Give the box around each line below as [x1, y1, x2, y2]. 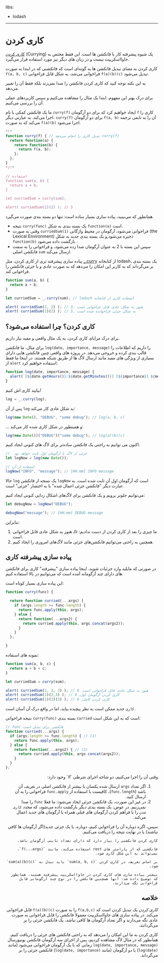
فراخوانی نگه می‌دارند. [112, 881, 158, 885]
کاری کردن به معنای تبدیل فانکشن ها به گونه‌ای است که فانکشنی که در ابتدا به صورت [5, 65, 158, 71]
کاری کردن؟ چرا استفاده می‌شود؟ [5, 322, 95, 330]
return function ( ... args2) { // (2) [14, 747, 89, 752]
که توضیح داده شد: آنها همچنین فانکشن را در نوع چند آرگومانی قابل [19, 876, 158, 881]
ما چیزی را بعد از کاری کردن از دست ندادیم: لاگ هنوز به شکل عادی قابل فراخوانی [12, 528, 157, 534]
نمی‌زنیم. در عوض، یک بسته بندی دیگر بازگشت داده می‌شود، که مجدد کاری [13, 804, 146, 810]
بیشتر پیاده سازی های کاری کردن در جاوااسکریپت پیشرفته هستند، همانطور [11, 872, 158, 877]
